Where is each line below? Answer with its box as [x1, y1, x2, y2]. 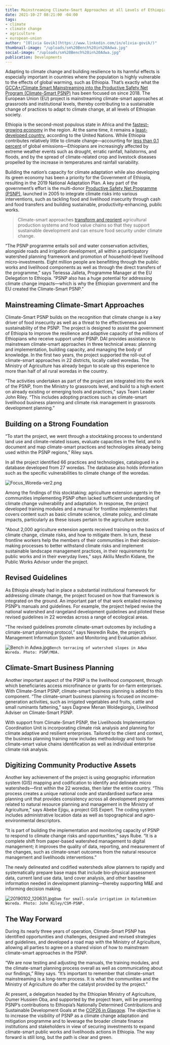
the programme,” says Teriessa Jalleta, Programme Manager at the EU [5, 270, 152, 276]
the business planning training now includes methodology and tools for [5, 735, 153, 741]
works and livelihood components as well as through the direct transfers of [5, 265, 161, 271]
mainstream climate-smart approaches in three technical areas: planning [5, 341, 157, 347]
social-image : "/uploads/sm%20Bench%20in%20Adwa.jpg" [5, 50, 121, 55]
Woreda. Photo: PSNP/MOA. [5, 649, 60, 655]
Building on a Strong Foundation [5, 419, 109, 428]
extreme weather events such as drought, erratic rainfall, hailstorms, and [5, 148, 157, 155]
